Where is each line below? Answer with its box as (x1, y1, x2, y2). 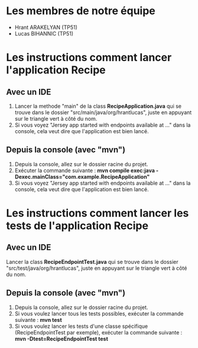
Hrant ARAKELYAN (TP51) (14, 24, 78, 31)
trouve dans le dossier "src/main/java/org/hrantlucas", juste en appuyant (14, 108, 192, 116)
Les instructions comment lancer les (6, 206, 189, 220)
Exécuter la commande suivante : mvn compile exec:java (14, 167, 155, 174)
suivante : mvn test (14, 316, 62, 323)
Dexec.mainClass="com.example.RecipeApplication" (14, 173, 150, 180)
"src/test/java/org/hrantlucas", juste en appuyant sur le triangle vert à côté (6, 265, 187, 272)
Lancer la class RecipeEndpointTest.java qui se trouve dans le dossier (6, 258, 178, 265)
